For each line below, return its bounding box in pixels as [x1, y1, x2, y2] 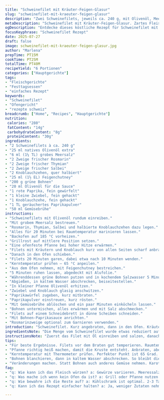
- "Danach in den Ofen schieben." [5, 252, 76, 257]
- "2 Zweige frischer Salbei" [5, 166, 67, 171]
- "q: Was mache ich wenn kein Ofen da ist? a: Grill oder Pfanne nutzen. [5, 374, 161, 380]
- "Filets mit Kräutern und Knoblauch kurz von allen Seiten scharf [5, 247, 147, 253]
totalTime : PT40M [5, 61, 41, 66]
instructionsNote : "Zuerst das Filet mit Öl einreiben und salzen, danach [5, 334, 161, 339]
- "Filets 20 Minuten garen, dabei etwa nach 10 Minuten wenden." [5, 257, 143, 261]
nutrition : [5, 116, 27, 121]
